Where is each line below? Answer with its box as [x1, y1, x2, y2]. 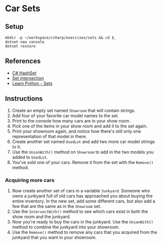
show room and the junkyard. [12, 213, 71, 220]
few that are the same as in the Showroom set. [12, 203, 101, 209]
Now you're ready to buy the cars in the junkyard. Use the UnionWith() [12, 219, 154, 225]
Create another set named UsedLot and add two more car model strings [12, 139, 155, 144]
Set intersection [12, 75, 44, 81]
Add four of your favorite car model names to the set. [12, 113, 119, 119]
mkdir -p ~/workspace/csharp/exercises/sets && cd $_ [5, 35, 117, 40]
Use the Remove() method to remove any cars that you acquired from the [12, 229, 157, 235]
